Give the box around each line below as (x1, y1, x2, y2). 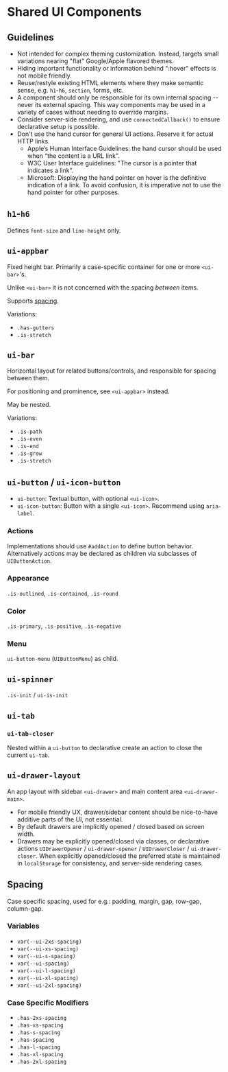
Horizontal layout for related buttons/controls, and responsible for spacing (7, 366, 216, 375)
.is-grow (16, 450, 42, 457)
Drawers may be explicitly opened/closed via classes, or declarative (16, 837, 210, 845)
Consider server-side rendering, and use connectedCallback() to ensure (16, 115, 220, 124)
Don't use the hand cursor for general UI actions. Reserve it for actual (16, 130, 214, 138)
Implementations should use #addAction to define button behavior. (7, 541, 194, 550)
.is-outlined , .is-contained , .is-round (7, 589, 118, 597)
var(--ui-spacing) (16, 960, 70, 967)
